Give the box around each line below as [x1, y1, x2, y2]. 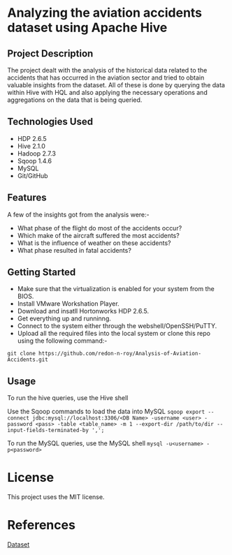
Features [7, 192, 47, 204]
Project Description [7, 47, 94, 59]
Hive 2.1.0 [17, 142, 45, 150]
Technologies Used [7, 116, 93, 128]
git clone [7, 350, 36, 357]
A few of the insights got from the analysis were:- [7, 210, 150, 219]
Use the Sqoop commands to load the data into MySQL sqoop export [7, 407, 205, 416]
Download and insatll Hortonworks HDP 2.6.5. [17, 307, 150, 316]
